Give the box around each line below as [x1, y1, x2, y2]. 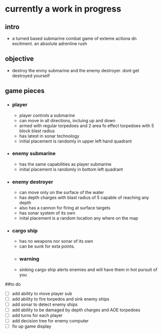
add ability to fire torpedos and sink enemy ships [12, 296, 110, 302]
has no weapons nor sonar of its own [19, 239, 93, 244]
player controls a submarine [19, 112, 75, 118]
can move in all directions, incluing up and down [19, 117, 116, 123]
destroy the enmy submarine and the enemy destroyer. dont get [12, 67, 139, 73]
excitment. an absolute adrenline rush [12, 41, 87, 47]
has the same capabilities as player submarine [19, 161, 112, 167]
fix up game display [12, 323, 52, 329]
